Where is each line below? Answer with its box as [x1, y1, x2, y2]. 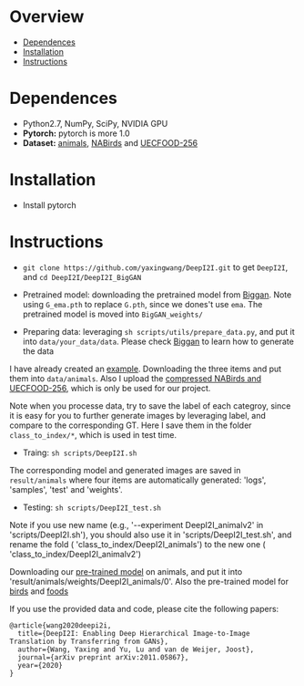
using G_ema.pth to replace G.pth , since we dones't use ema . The [22, 298, 263, 309]
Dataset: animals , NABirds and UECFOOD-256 [22, 137, 198, 148]
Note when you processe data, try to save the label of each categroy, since [9, 400, 291, 411]
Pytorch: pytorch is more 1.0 [22, 128, 130, 139]
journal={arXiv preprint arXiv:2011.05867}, [17, 652, 189, 662]
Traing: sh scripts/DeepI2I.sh [22, 447, 137, 458]
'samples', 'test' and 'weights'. [9, 483, 123, 494]
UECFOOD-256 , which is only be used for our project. [9, 382, 211, 393]
